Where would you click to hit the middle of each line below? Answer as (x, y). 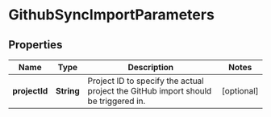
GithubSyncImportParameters (112, 15)
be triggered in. (117, 101)
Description (151, 67)
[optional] (240, 91)
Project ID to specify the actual (146, 81)
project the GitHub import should (150, 91)
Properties (35, 45)
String (68, 91)
